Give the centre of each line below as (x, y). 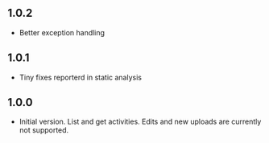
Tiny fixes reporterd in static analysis (81, 77)
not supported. (44, 130)
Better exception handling (62, 32)
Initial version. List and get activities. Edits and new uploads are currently (140, 122)
